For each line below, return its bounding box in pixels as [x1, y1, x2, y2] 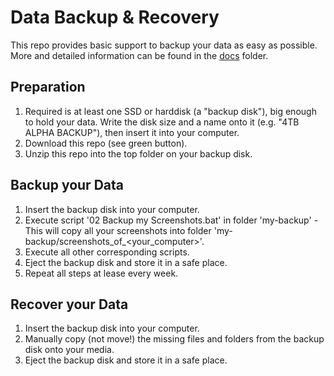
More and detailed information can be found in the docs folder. [10, 49, 269, 61]
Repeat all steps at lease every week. [24, 267, 179, 279]
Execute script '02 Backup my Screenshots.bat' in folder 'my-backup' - [24, 214, 319, 226]
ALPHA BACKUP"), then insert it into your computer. [24, 126, 240, 138]
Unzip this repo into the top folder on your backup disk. [24, 147, 253, 160]
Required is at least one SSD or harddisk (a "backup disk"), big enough [24, 105, 317, 117]
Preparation [10, 79, 86, 96]
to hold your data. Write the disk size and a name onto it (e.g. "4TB [24, 116, 300, 128]
